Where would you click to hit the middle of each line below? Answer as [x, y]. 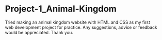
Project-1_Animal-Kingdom [61, 9]
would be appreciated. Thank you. [39, 32]
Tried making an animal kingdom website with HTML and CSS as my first [78, 22]
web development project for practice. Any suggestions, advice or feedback [81, 27]
